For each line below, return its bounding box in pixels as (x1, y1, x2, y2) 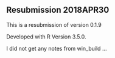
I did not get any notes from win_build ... (6, 45, 107, 52)
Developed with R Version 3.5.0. (6, 33, 86, 40)
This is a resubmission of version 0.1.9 (6, 21, 102, 28)
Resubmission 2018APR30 (6, 5, 110, 15)
